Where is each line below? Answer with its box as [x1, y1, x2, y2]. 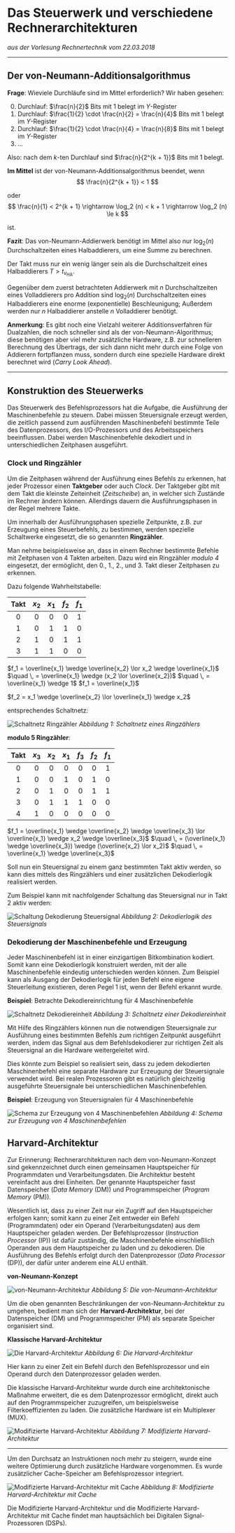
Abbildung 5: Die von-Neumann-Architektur [92, 1285, 218, 1295]
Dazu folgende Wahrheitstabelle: [7, 582, 101, 590]
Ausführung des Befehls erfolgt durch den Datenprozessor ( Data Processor [7, 1251, 225, 1260]
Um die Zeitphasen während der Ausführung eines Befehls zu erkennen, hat [7, 474, 227, 482]
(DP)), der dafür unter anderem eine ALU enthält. [7, 1259, 148, 1267]
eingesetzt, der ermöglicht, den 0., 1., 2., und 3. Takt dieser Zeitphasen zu [7, 561, 220, 569]
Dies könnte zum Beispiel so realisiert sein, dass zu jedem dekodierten [7, 1060, 211, 1068]
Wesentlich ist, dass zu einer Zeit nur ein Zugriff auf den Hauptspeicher [7, 1206, 213, 1215]
